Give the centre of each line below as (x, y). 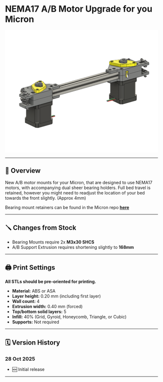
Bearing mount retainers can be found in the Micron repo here (67, 207)
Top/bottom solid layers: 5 (39, 312)
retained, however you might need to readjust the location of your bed (75, 192)
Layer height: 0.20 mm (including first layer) (56, 296)
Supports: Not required (36, 322)
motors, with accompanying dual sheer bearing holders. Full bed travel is (78, 188)
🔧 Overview (23, 171)
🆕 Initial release (28, 369)
